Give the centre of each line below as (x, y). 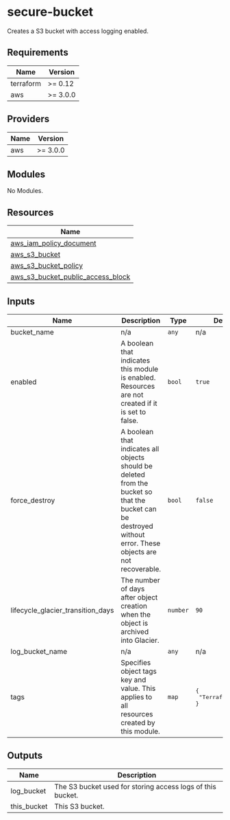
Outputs (25, 756)
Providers (28, 119)
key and (133, 680)
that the (133, 500)
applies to (137, 697)
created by (138, 723)
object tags (139, 671)
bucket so (137, 492)
